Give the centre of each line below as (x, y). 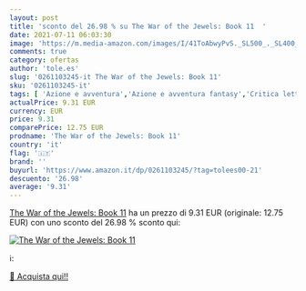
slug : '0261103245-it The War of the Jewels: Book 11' (116, 77)
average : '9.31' (40, 187)
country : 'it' (36, 145)
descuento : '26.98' (46, 178)
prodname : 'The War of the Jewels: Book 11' (95, 136)
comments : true (38, 52)
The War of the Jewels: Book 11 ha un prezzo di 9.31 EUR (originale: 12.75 (147, 213)
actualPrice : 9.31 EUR (52, 102)
